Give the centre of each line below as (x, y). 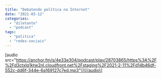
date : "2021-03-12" (25, 14)
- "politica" (22, 37)
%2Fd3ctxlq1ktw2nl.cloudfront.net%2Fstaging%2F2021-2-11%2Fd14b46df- (81, 65)
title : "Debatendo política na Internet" (47, 9)
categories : (17, 18)
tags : (10, 32)
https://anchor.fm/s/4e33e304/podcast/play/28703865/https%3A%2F (87, 60)
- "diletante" (23, 23)
